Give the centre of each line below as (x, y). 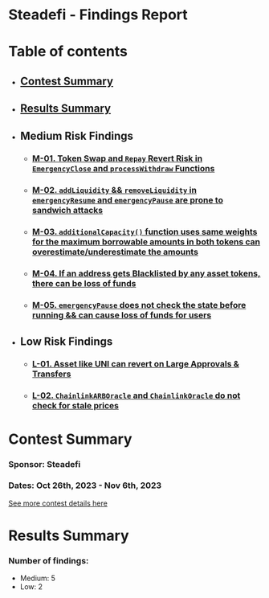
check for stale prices (75, 406)
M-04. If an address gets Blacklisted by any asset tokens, (146, 273)
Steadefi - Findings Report (98, 15)
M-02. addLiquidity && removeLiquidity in (114, 190)
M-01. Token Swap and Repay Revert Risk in (117, 158)
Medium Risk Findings (77, 135)
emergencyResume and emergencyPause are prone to (127, 200)
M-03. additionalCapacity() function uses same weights (145, 232)
